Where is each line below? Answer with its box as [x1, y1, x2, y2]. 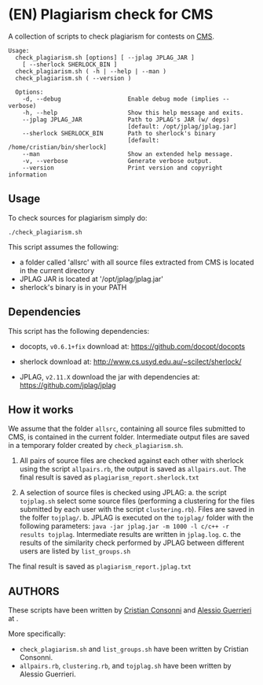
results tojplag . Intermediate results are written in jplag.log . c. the [19, 530, 241, 539]
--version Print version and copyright [22, 164, 223, 172]
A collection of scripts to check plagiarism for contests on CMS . [8, 31, 214, 41]
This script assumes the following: [8, 242, 119, 251]
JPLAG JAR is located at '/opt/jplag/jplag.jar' [19, 274, 163, 283]
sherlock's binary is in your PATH [19, 282, 127, 292]
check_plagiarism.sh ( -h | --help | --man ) [15, 67, 167, 76]
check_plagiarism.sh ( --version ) [15, 74, 132, 82]
